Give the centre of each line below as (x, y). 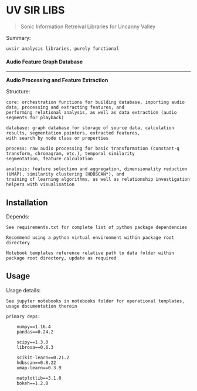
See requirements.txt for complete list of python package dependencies (97, 227)
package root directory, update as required (61, 258)
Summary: (18, 38)
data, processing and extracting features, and (65, 107)
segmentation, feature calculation (50, 159)
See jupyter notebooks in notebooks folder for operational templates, (95, 301)
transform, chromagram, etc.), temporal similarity (70, 154)
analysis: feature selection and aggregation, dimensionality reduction (97, 169)
